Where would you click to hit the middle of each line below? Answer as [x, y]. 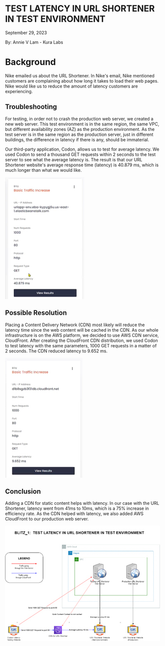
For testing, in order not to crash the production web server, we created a [79, 119]
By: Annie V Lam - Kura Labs [34, 42]
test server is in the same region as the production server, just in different [79, 134]
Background [30, 62]
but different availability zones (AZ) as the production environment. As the [80, 129]
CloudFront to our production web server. [47, 519]
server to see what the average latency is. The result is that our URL [74, 159]
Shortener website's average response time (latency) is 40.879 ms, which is [82, 165]
